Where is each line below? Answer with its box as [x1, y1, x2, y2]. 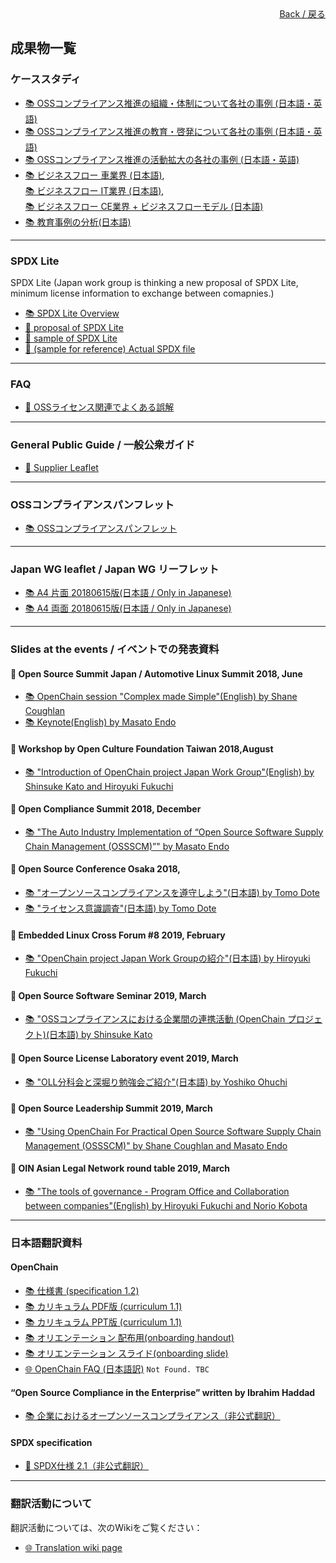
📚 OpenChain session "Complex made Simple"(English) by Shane [24, 691, 298, 703]
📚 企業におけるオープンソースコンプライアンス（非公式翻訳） [24, 1410, 281, 1422]
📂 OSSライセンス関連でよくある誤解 [24, 401, 175, 413]
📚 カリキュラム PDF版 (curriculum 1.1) [24, 1301, 183, 1313]
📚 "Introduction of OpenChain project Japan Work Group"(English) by [24, 766, 315, 778]
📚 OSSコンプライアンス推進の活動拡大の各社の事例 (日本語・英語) [24, 153, 300, 165]
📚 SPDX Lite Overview [24, 307, 120, 319]
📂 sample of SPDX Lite [24, 332, 118, 344]
